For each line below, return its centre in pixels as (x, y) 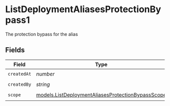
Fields (15, 50)
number (45, 74)
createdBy (19, 84)
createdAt (19, 74)
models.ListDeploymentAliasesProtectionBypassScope (101, 95)
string (43, 85)
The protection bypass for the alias (42, 34)
